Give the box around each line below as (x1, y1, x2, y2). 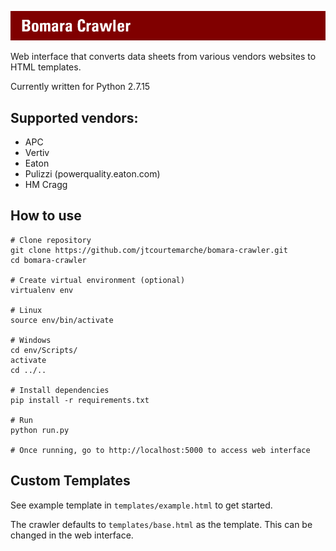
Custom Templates (10, 472, 131, 490)
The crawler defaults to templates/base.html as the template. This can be (10, 518, 313, 530)
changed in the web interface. (10, 529, 134, 541)
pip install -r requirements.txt (10, 395, 150, 405)
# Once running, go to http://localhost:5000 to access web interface (10, 445, 311, 455)
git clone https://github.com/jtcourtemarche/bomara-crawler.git (10, 245, 288, 255)
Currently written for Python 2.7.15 (10, 81, 151, 93)
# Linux (10, 305, 43, 315)
